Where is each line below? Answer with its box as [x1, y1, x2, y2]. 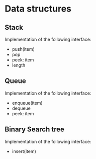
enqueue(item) [12, 100, 43, 106]
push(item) [12, 46, 35, 52]
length [12, 62, 26, 68]
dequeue [12, 105, 31, 111]
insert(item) [12, 148, 36, 154]
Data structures [5, 3, 71, 15]
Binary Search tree [5, 125, 65, 134]
